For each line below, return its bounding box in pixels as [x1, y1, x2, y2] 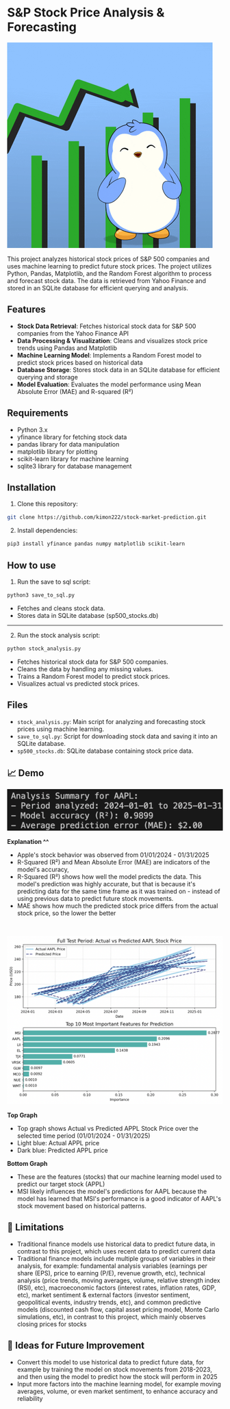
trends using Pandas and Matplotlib [16, 344, 118, 352]
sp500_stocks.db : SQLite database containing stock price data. [16, 747, 194, 755]
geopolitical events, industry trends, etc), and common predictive [16, 1298, 201, 1306]
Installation [7, 482, 56, 493]
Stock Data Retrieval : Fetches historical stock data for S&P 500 [16, 322, 196, 330]
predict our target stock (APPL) [16, 1180, 105, 1188]
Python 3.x [16, 425, 48, 434]
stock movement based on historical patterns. [16, 1202, 147, 1210]
